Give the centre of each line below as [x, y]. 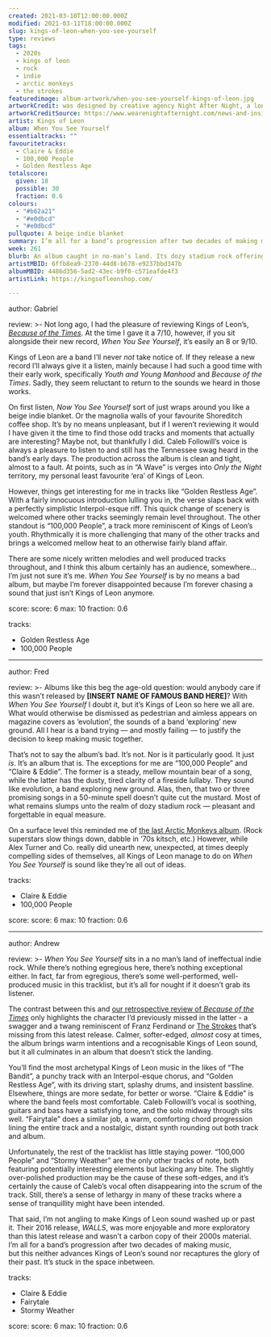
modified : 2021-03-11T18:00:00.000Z [70, 23]
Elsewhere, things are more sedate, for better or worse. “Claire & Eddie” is [131, 1093]
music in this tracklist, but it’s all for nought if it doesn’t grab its [146, 985]
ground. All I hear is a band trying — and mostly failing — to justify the [125, 730]
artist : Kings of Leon [46, 121]
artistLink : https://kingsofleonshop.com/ [81, 279]
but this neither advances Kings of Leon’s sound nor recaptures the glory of [134, 1254]
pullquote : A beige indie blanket [67, 234]
